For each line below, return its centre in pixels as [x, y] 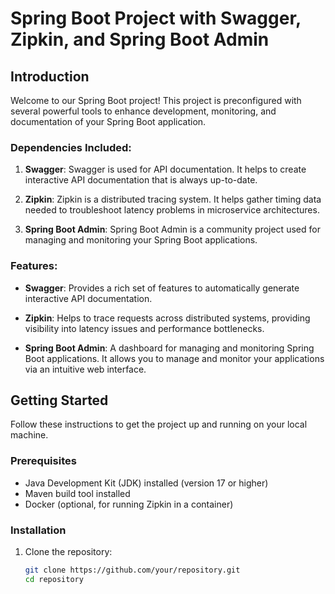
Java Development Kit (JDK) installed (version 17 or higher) [146, 483]
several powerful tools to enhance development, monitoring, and [143, 111]
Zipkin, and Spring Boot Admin [140, 39]
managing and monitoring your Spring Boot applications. [141, 240]
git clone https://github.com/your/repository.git [132, 570]
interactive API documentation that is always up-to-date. [141, 180]
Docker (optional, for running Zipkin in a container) [129, 504]
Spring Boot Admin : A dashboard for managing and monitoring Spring [169, 348]
